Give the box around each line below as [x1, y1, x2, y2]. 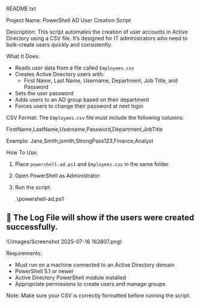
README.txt [6, 5, 37, 12]
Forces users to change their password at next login [14, 102, 144, 110]
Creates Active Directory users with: [14, 71, 105, 77]
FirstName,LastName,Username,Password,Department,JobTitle [6, 126, 163, 132]
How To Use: [6, 149, 38, 156]
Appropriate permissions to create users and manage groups [14, 280, 166, 287]
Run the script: [14, 184, 51, 191]
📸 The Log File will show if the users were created [6, 213, 195, 223]
